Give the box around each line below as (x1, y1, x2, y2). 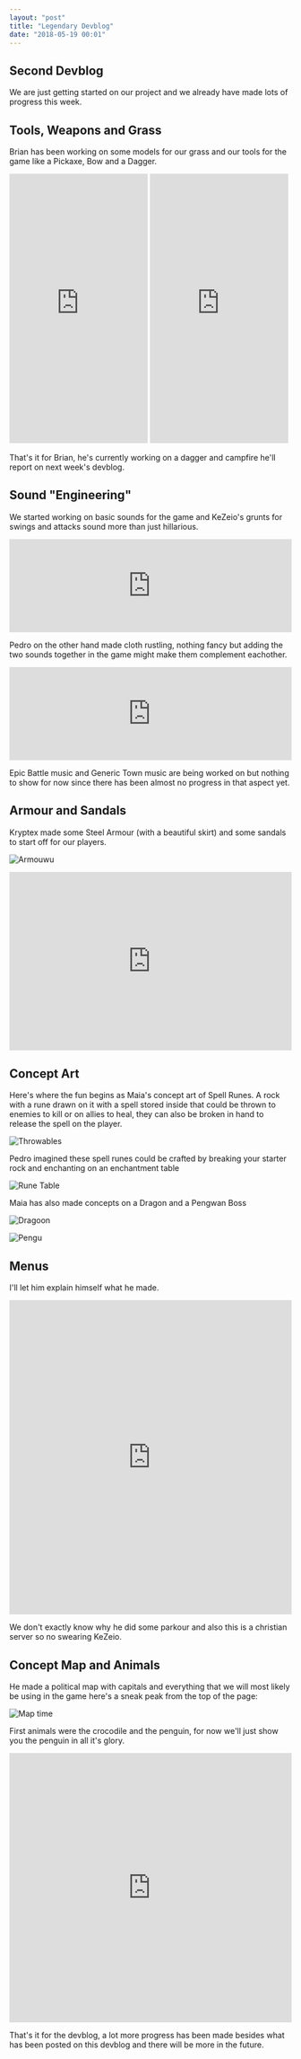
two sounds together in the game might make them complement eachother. (9, 648, 288, 660)
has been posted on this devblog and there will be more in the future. (9, 2039, 264, 2050)
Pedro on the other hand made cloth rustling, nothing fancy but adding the (9, 639, 284, 650)
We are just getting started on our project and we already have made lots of (9, 87, 288, 98)
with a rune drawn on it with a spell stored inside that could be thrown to (9, 1099, 276, 1110)
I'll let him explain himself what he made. (9, 1282, 159, 1293)
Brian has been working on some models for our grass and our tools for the (9, 146, 287, 157)
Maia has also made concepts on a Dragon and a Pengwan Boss (9, 1198, 247, 1209)
